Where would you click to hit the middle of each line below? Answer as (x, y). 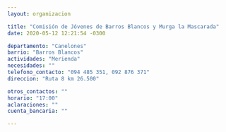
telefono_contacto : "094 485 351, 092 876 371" (79, 72)
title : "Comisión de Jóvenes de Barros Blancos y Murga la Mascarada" (113, 26)
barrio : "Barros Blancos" (45, 53)
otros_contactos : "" (38, 91)
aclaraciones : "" (33, 104)
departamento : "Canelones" (47, 46)
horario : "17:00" (33, 98)
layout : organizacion (39, 14)
